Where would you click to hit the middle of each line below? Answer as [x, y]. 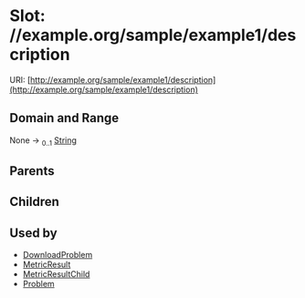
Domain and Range [64, 118]
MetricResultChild [56, 274]
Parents [32, 171]
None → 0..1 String [43, 141]
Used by [33, 233]
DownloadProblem [58, 255]
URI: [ [20, 79]
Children [34, 202]
